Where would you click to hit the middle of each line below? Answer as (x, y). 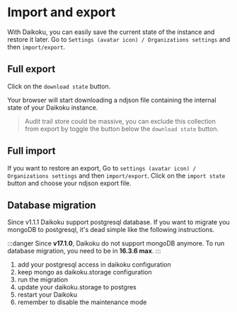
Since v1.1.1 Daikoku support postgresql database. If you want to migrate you (118, 222)
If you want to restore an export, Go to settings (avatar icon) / (102, 168)
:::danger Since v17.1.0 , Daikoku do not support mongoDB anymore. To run (116, 243)
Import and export (62, 12)
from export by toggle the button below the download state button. (122, 129)
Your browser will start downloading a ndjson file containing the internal (112, 100)
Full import (31, 151)
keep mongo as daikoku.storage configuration (85, 272)
